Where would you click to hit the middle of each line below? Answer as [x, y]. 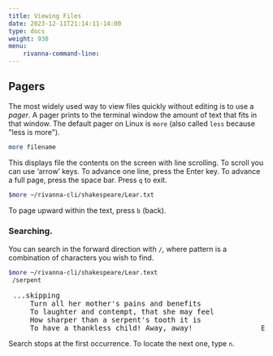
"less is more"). [34, 132]
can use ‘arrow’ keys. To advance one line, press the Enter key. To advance [134, 171]
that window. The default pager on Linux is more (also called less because [132, 124]
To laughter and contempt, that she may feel [122, 311]
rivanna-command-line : [61, 54]
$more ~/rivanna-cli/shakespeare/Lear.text [83, 272]
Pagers [27, 87]
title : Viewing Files [45, 16]
